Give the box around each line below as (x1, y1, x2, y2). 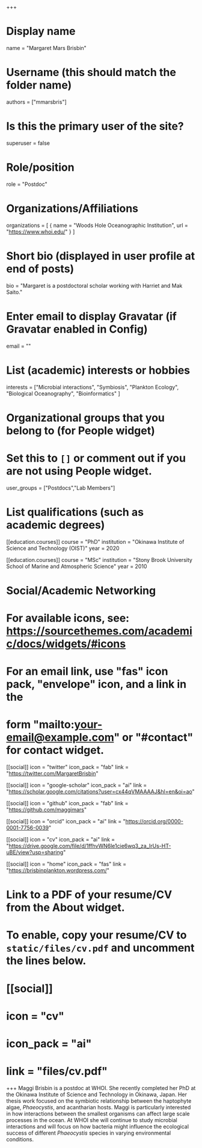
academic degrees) (6, 518, 105, 532)
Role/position (6, 161, 75, 174)
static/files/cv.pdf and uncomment (6, 941, 195, 955)
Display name (6, 25, 76, 38)
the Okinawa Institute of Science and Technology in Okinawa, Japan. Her (6, 1091, 188, 1098)
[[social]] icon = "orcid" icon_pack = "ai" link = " (6, 818, 126, 825)
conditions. (6, 1135, 34, 1143)
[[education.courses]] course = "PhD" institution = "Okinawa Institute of (6, 538, 185, 545)
